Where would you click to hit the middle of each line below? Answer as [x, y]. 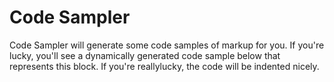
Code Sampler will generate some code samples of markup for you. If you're [167, 45]
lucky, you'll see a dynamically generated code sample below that [145, 55]
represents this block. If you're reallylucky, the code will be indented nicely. [164, 66]
